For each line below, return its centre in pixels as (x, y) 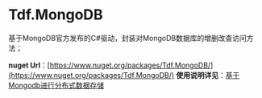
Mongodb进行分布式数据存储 (56, 85)
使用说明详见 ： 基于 (208, 75)
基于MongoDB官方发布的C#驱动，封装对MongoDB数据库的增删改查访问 (128, 38)
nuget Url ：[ (29, 65)
